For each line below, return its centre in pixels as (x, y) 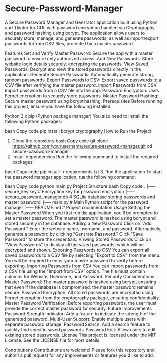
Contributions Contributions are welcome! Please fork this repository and (80, 350)
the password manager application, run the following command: (71, 177)
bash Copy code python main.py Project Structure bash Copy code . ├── (80, 186)
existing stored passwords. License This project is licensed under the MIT (81, 335)
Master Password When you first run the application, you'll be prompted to (82, 213)
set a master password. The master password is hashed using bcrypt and (80, 218)
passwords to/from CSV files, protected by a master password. (70, 43)
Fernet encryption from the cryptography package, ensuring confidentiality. (83, 298)
